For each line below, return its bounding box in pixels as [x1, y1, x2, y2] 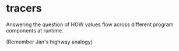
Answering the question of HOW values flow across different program [6, 21, 174, 28]
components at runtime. [6, 27, 64, 34]
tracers [6, 2, 42, 15]
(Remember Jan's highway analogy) [6, 38, 93, 45]
